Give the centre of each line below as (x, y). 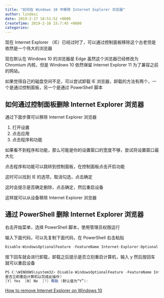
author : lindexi (21, 14)
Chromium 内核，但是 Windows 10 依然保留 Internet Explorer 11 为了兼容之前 (82, 65)
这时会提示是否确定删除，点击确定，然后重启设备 (54, 187)
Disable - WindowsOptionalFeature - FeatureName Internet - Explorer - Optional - (83, 247)
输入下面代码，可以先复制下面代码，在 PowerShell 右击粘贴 (65, 237)
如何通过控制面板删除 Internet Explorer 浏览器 (74, 104)
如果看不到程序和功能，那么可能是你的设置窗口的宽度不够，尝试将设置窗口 (80, 150)
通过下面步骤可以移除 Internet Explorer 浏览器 (51, 117)
